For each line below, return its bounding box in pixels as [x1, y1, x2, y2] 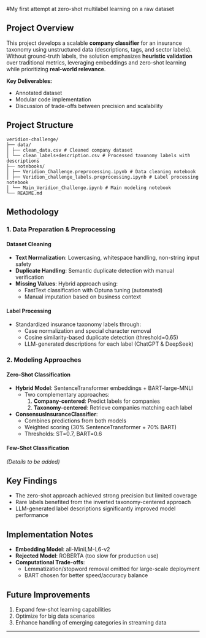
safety [15, 260, 32, 268]
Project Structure [6, 120, 74, 131]
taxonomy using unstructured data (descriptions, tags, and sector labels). [6, 45, 192, 53]
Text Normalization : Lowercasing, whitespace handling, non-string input [15, 254, 200, 262]
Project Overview [6, 23, 74, 33]
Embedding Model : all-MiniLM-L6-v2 [15, 546, 110, 553]
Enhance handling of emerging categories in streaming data [15, 619, 167, 626]
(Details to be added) [6, 457, 60, 465]
